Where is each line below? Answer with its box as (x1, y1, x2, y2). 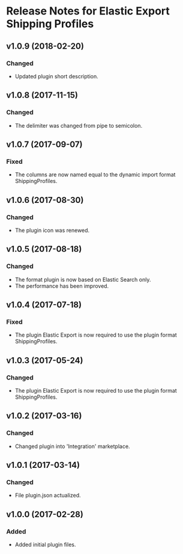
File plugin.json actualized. (14, 492, 81, 499)
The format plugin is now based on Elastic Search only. (14, 276, 151, 283)
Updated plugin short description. (14, 72, 98, 79)
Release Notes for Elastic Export (6, 4, 170, 18)
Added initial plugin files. (14, 541, 76, 549)
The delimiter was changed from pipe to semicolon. (14, 122, 143, 129)
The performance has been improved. (14, 282, 109, 290)
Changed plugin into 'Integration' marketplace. (14, 443, 130, 450)
